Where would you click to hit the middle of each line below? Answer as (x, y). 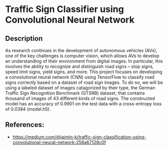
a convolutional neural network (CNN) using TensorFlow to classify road (80, 77)
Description (24, 38)
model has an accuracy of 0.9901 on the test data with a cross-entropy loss (83, 104)
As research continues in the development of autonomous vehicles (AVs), (81, 50)
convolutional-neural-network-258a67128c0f (59, 142)
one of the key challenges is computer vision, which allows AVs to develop (82, 56)
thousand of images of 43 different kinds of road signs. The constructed (80, 98)
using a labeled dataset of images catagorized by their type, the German (80, 88)
